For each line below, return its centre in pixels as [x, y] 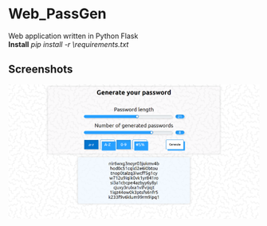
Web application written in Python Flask [73, 36]
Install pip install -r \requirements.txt [69, 44]
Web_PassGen [57, 14]
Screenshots [41, 70]
